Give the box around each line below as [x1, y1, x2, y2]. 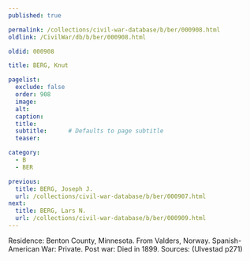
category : [8, 149, 41, 157]
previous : [8, 177, 41, 185]
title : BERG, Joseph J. [15, 185, 93, 193]
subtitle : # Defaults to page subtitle [15, 127, 164, 135]
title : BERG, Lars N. [15, 207, 87, 215]
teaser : [15, 135, 41, 143]
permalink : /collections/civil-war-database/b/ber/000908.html [8, 25, 221, 34]
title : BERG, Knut [8, 62, 69, 69]
